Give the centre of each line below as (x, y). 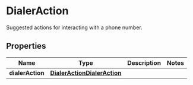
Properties (26, 46)
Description (144, 62)
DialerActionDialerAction (86, 73)
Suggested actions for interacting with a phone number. (74, 27)
